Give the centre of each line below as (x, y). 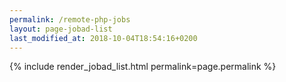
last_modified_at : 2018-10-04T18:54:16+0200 (103, 38)
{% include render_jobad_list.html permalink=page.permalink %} (143, 67)
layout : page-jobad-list (61, 29)
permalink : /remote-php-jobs (70, 19)
